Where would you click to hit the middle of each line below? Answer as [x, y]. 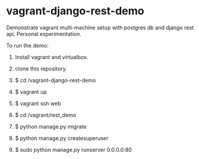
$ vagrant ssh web [38, 103]
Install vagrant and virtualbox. [52, 57]
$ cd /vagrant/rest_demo [46, 115]
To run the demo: [28, 45]
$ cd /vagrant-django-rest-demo [55, 80]
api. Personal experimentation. [44, 33]
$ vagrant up [31, 91]
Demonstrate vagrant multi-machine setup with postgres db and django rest [100, 27]
